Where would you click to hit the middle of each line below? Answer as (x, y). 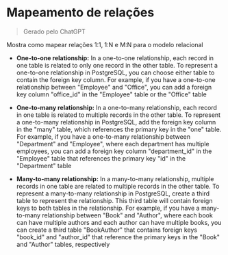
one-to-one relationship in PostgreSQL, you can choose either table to (115, 72)
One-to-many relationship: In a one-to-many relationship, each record (116, 107)
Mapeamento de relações (80, 13)
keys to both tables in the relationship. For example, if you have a (108, 208)
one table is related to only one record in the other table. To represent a (117, 65)
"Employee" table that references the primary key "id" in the (101, 158)
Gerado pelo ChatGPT (54, 31)
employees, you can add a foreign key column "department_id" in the (114, 151)
